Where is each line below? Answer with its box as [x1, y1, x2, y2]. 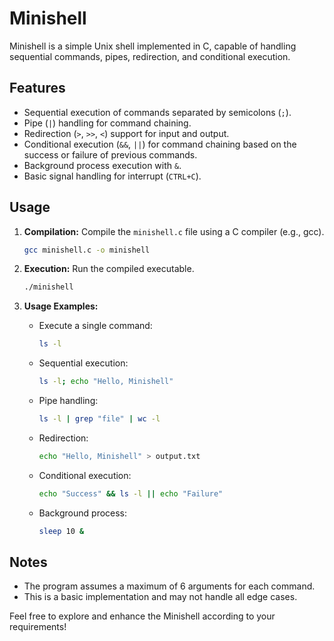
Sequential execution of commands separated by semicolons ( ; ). [23, 106, 292, 118]
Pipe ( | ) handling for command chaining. [23, 117, 192, 129]
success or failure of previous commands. [23, 148, 198, 161]
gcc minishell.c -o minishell [23, 245, 151, 255]
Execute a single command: [38, 320, 153, 332]
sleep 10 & [38, 526, 85, 536]
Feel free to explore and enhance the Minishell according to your [9, 610, 276, 622]
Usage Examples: [23, 300, 99, 312]
